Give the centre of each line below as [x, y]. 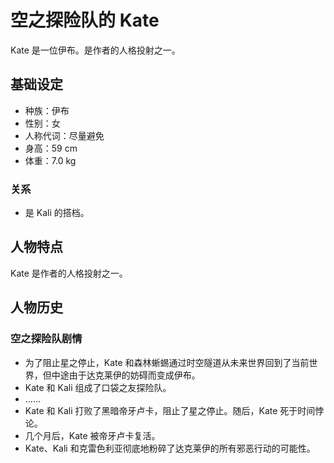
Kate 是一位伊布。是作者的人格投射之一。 [95, 50]
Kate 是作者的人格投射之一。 [69, 273]
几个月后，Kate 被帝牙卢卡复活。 [92, 435]
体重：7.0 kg [50, 160]
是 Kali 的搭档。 [57, 213]
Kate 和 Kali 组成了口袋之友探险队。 [98, 387]
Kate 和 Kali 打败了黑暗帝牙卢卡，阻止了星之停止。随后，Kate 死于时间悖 [174, 410]
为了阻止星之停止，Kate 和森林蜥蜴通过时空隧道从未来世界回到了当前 [167, 362]
